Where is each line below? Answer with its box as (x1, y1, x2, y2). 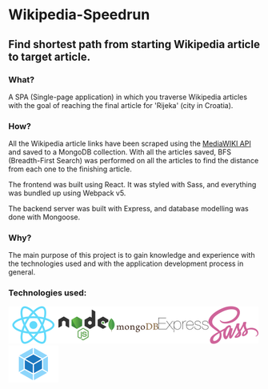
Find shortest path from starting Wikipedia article (8, 38, 260, 51)
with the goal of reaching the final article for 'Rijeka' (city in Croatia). (8, 100, 234, 110)
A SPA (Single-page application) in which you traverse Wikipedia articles (8, 92, 248, 102)
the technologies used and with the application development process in (8, 259, 244, 269)
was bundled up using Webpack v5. (8, 188, 126, 198)
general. (8, 267, 36, 277)
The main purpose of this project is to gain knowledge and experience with (8, 251, 255, 260)
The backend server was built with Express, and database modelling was (8, 204, 250, 214)
